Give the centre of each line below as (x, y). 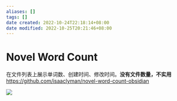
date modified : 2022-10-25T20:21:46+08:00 (59, 28)
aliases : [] (21, 12)
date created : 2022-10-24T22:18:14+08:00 (58, 22)
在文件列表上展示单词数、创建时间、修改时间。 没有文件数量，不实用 (89, 74)
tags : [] (17, 17)
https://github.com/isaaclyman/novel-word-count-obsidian (78, 81)
